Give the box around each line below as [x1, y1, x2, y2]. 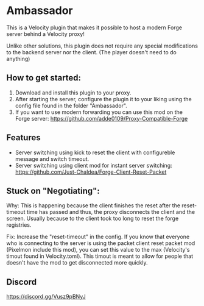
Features [6, 132, 41, 143]
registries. [6, 221, 32, 229]
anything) [6, 55, 30, 62]
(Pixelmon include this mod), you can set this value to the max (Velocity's [6, 246, 190, 254]
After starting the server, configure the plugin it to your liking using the [15, 95, 192, 102]
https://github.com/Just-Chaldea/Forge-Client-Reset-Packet [15, 168, 167, 176]
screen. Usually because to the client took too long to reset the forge [6, 215, 179, 222]
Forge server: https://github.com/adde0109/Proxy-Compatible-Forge [15, 115, 188, 122]
